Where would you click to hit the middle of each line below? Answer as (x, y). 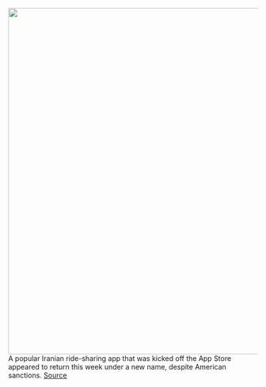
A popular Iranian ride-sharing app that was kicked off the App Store (120, 359)
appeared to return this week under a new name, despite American (118, 367)
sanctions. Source (38, 375)
